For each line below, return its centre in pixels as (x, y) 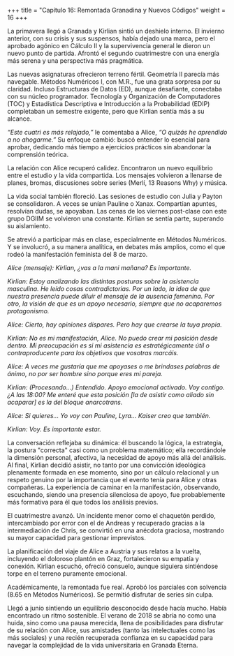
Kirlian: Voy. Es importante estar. (54, 429)
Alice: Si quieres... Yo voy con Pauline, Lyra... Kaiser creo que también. (109, 416)
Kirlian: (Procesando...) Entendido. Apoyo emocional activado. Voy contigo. (116, 387)
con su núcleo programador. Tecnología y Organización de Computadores (114, 96)
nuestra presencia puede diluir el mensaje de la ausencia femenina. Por (111, 296)
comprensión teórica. (38, 154)
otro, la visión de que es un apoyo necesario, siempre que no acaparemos (115, 304)
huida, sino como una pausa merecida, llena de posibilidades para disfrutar (115, 623)
